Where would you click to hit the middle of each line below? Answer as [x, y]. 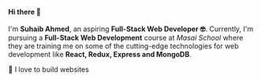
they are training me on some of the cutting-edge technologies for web [123, 46]
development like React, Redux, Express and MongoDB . [100, 55]
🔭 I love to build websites [48, 70]
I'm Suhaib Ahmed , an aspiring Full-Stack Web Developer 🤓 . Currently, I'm [131, 29]
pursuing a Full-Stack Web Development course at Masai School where [126, 38]
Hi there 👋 [24, 12]
